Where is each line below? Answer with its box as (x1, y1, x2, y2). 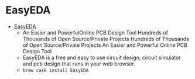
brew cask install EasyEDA (22, 67, 89, 73)
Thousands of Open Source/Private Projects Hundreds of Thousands (22, 35, 190, 42)
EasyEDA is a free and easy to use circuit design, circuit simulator (22, 54, 181, 61)
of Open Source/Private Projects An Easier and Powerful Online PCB (22, 42, 188, 49)
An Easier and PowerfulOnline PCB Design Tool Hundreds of (22, 29, 168, 36)
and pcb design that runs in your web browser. (22, 60, 136, 67)
